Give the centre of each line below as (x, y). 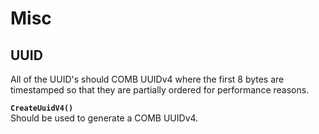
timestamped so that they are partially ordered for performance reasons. (160, 90)
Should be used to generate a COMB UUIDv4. (104, 118)
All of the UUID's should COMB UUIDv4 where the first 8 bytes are (147, 79)
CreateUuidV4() (42, 108)
